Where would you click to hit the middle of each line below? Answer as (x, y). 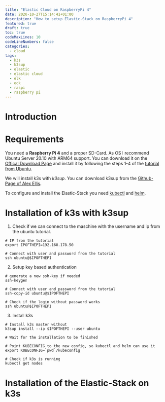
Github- (146, 178)
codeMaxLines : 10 (23, 37)
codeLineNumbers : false (30, 42)
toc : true (15, 33)
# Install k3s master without (36, 325)
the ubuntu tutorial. (32, 232)
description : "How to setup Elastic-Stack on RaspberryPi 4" (69, 19)
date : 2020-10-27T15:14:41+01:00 (39, 14)
